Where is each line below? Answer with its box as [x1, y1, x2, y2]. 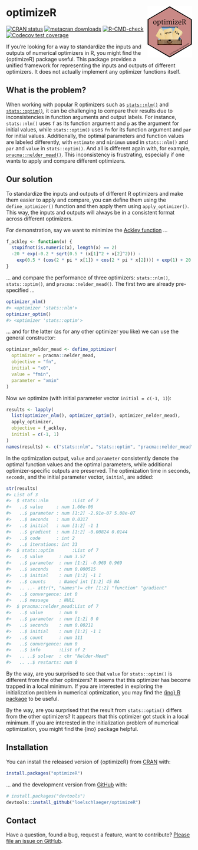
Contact [6, 815, 37, 825]
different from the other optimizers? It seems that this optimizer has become [6, 677, 192, 684]
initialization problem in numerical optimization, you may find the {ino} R [6, 689, 181, 696]
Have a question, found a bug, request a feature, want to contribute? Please [6, 831, 190, 838]
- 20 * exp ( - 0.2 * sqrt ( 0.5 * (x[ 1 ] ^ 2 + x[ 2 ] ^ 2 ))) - [11, 251, 141, 257]
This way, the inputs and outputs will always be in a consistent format [6, 209, 175, 216]
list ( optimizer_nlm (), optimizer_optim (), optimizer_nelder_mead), [11, 413, 181, 419]
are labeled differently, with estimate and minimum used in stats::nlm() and [6, 139, 189, 146]
